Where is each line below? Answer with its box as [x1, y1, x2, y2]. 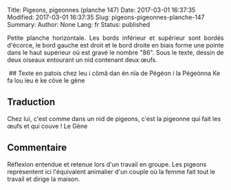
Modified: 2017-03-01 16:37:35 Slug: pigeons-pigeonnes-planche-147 [7, 13, 205, 21]
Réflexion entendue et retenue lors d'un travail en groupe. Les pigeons [7, 160, 207, 168]
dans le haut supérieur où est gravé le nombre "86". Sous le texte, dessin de [7, 48, 224, 56]
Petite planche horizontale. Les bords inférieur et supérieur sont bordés [7, 34, 224, 42]
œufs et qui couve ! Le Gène [7, 122, 88, 130]
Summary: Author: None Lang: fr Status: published [7, 21, 151, 28]
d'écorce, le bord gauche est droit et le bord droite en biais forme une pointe [7, 41, 224, 49]
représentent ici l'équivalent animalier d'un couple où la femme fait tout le [7, 167, 215, 176]
